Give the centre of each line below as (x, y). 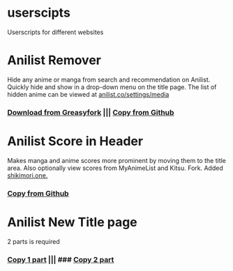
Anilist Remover (54, 60)
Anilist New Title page (72, 222)
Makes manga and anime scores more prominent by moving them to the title (117, 160)
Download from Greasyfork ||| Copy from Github (91, 112)
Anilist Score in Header (75, 141)
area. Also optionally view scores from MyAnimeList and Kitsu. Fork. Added (115, 168)
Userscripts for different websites (55, 32)
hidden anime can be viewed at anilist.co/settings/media (88, 94)
